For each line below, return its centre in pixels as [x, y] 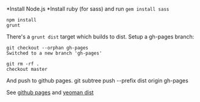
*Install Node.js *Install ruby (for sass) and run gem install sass [88, 9]
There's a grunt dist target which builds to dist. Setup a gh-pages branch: [100, 37]
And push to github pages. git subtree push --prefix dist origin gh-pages [98, 81]
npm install [21, 20]
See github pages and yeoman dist [50, 92]
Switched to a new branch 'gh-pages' [54, 53]
